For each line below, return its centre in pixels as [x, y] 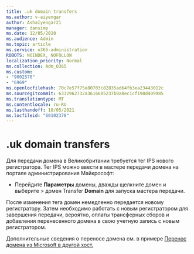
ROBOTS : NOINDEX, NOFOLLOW [39, 55]
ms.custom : [19, 72]
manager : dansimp [27, 28]
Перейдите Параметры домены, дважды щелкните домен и [90, 185]
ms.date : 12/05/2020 [31, 34]
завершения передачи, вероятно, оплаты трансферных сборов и [88, 215]
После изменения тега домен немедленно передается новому [85, 202]
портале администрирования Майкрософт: [60, 173]
